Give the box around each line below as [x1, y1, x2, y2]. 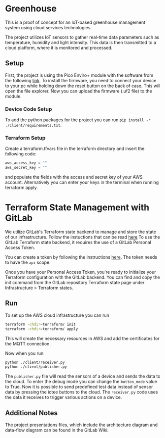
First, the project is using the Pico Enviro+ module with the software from [5, 72, 154, 78]
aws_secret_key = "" [5, 165, 48, 170]
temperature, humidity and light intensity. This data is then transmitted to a [5, 39, 157, 45]
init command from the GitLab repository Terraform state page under [5, 280, 145, 286]
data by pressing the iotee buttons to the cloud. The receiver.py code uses [5, 389, 158, 395]
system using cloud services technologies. [5, 24, 92, 30]
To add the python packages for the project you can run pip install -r [5, 117, 151, 123]
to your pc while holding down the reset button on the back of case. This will [5, 83, 161, 89]
